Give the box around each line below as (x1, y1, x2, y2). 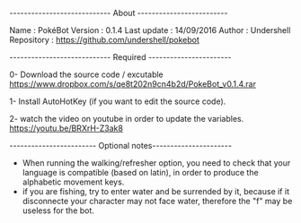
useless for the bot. (22, 205, 94, 216)
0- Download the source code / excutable (9, 69, 164, 80)
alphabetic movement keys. (22, 176, 125, 187)
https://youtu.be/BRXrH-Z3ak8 (9, 123, 124, 133)
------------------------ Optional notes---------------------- (9, 141, 232, 150)
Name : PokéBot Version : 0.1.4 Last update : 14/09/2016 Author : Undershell (9, 25, 291, 35)
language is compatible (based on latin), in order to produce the (22, 167, 259, 177)
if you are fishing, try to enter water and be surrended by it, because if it (22, 186, 290, 196)
